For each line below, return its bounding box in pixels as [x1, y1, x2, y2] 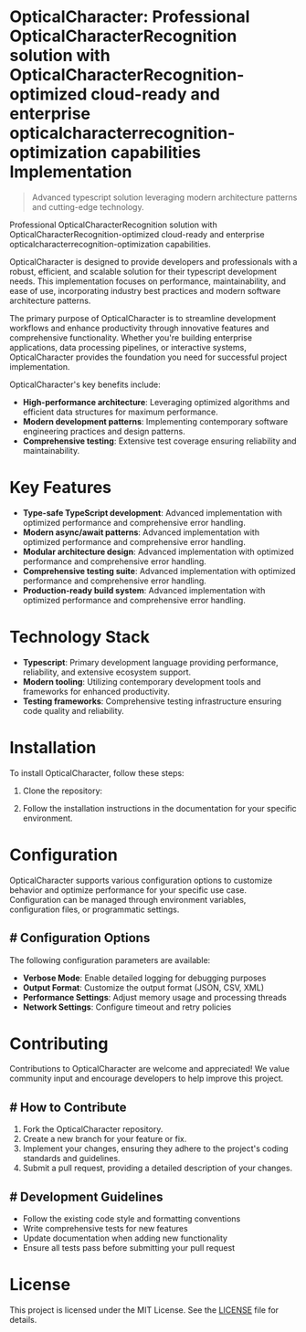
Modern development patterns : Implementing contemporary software [22, 415, 289, 426]
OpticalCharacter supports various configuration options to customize [9, 875, 273, 886]
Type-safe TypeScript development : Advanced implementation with [22, 507, 283, 518]
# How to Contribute [9, 1099, 127, 1115]
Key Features [9, 477, 112, 498]
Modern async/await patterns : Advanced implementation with [22, 527, 260, 538]
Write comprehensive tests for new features [22, 1223, 189, 1234]
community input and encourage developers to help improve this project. [9, 1073, 284, 1084]
